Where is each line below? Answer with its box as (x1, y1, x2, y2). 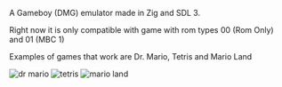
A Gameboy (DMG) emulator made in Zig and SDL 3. (9, 8, 201, 18)
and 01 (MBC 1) (9, 35, 65, 44)
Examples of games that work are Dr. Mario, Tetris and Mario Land (9, 51, 253, 61)
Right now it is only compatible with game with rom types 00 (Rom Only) (9, 25, 274, 35)
